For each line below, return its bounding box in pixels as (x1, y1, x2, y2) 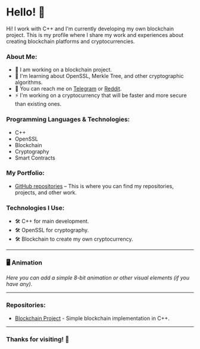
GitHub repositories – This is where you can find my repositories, (14, 182, 174, 189)
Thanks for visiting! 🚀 (6, 335, 70, 343)
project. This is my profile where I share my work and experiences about (6, 31, 184, 38)
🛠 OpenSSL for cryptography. (14, 226, 89, 234)
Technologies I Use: (6, 204, 65, 212)
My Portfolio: (6, 169, 45, 177)
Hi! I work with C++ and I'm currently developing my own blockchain (6, 25, 174, 32)
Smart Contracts (14, 154, 55, 161)
